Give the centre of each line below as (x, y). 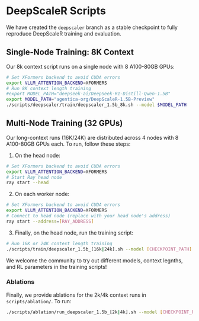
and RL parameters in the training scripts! (57, 267)
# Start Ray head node (34, 177)
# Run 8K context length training (49, 88)
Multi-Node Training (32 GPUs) (65, 123)
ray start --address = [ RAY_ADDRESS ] (50, 221)
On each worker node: (42, 194)
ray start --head (28, 183)
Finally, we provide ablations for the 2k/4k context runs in (76, 295)
